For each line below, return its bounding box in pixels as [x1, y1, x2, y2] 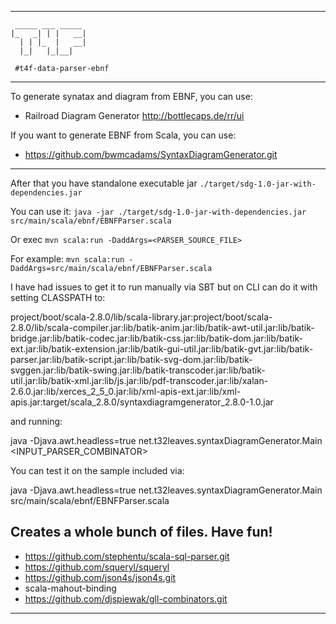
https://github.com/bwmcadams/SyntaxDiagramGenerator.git [24, 149, 278, 160]
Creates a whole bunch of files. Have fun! [10, 524, 273, 541]
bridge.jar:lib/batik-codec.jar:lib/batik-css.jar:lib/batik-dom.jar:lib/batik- [10, 332, 303, 344]
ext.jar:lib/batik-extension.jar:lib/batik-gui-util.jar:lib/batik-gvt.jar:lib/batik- [10, 343, 314, 355]
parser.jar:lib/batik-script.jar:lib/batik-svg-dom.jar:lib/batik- [10, 354, 253, 365]
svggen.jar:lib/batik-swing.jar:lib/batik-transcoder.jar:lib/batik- [10, 364, 266, 376]
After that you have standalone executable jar [10, 177, 198, 189]
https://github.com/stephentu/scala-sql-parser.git [24, 550, 230, 562]
